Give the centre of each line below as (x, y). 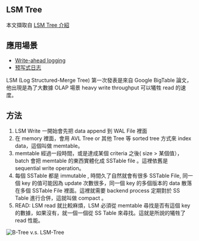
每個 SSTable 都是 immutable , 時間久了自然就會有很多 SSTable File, (98, 176)
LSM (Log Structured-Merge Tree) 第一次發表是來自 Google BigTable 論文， (99, 80)
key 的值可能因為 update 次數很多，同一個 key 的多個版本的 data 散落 (107, 183)
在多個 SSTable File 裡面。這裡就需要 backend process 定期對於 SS (97, 191)
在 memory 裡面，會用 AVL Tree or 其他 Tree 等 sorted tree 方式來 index (103, 138)
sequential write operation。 (49, 168)
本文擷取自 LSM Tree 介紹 (38, 25)
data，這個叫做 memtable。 (49, 146)
